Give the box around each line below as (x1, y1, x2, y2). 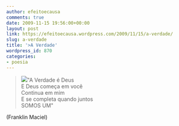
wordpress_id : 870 (6, 48, 52, 54)
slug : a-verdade (6, 37, 47, 43)
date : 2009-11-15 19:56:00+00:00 (6, 20, 90, 26)
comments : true (6, 14, 44, 20)
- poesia (6, 59, 28, 65)
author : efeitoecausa (6, 8, 61, 15)
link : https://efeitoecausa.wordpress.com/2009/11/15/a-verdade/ (6, 31, 173, 37)
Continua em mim (20, 89, 65, 96)
